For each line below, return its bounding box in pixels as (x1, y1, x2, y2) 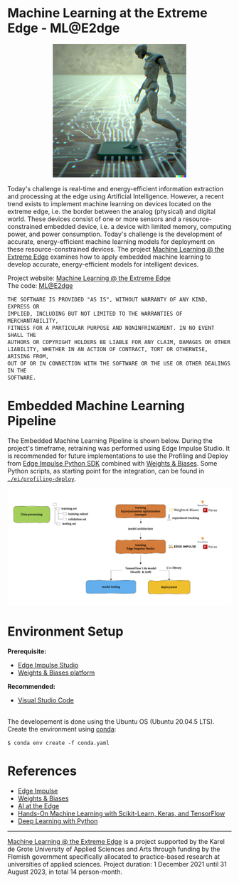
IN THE (7, 367, 27, 374)
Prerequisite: (7, 647, 47, 655)
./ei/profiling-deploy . (7, 474, 77, 483)
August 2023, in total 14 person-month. (7, 867, 123, 876)
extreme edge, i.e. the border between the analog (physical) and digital (7, 207, 216, 215)
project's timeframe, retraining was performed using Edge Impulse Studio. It (7, 444, 230, 452)
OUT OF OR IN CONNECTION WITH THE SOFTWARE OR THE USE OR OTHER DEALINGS (7, 360, 231, 367)
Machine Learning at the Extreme (7, 5, 208, 21)
